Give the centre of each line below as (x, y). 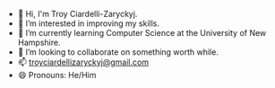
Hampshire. (39, 42)
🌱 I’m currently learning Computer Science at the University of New (142, 33)
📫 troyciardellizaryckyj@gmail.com (83, 62)
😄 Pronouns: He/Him (57, 75)
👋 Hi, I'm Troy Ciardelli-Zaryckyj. (77, 14)
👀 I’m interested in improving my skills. (88, 23)
